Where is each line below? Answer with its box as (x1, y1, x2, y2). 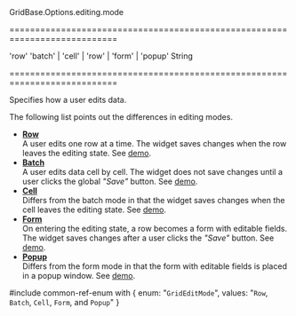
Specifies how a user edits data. (9, 95, 127, 105)
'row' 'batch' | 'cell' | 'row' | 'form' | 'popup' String (9, 51, 193, 61)
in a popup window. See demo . (21, 271, 136, 280)
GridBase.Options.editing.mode (9, 7, 124, 17)
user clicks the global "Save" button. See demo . (21, 176, 198, 186)
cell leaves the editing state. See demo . (21, 204, 167, 215)
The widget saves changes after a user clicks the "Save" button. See (21, 233, 275, 243)
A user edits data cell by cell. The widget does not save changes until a (21, 167, 283, 177)
